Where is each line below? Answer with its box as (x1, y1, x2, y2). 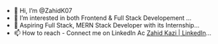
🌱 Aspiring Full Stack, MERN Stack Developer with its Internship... (13, 21, 200, 29)
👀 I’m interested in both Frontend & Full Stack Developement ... (13, 14, 192, 22)
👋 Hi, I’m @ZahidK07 (13, 7, 72, 14)
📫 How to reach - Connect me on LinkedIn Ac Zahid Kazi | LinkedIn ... (13, 29, 212, 37)
